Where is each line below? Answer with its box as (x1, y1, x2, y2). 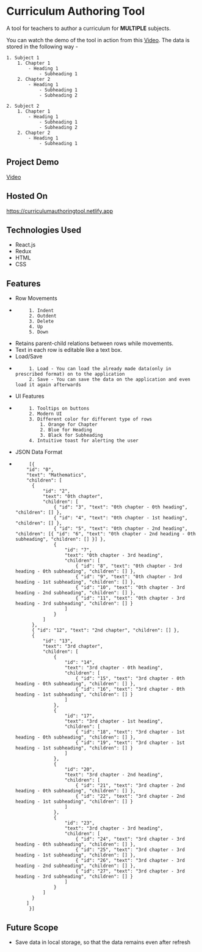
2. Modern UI (29, 411, 62, 417)
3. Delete (29, 318, 54, 325)
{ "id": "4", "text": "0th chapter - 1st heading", (54, 515, 188, 521)
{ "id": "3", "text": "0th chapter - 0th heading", (54, 504, 188, 510)
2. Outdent (29, 313, 57, 319)
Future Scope (6, 922, 59, 932)
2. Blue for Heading (40, 427, 93, 433)
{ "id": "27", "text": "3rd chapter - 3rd (75, 868, 185, 874)
